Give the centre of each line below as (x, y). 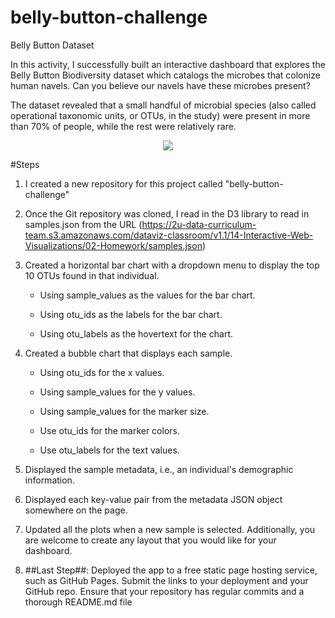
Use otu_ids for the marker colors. (109, 430)
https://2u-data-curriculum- (199, 224)
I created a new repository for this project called (123, 183)
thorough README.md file (78, 602)
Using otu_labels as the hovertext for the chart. (136, 333)
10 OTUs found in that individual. (92, 275)
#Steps (25, 164)
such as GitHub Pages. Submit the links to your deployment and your (166, 580)
